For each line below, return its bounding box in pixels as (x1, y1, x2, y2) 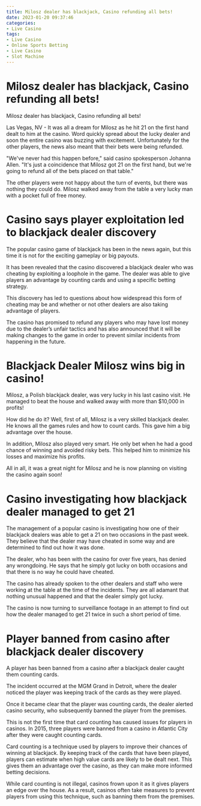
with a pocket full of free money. (6, 192, 86, 199)
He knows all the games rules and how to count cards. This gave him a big (6, 422, 190, 430)
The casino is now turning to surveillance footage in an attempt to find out (6, 605, 189, 612)
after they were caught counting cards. (6, 731, 103, 739)
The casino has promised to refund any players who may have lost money (6, 319, 189, 326)
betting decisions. (6, 769, 51, 776)
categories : (6, 20, 36, 26)
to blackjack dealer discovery (6, 225, 157, 239)
